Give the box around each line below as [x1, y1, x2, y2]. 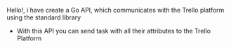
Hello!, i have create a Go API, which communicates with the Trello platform [6, 6, 225, 14]
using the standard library [6, 13, 81, 22]
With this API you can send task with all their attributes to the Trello [16, 27, 211, 35]
